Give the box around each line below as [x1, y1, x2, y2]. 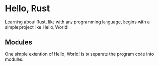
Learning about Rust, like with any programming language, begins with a [5, 19, 150, 25]
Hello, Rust [5, 3, 50, 14]
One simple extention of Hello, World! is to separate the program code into [5, 51, 154, 57]
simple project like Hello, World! [5, 24, 69, 30]
